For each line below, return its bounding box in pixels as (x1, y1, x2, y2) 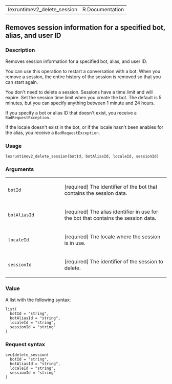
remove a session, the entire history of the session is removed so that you (5, 74, 161, 80)
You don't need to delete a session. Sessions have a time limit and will (5, 89, 153, 95)
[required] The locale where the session (64, 233, 161, 240)
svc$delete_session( (5, 352, 50, 357)
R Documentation (82, 6, 124, 13)
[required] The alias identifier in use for (64, 208, 159, 215)
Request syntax (5, 341, 45, 348)
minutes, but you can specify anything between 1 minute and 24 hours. (5, 100, 155, 106)
